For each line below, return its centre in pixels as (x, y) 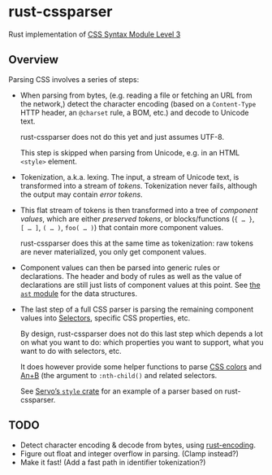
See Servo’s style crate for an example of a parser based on (121, 391)
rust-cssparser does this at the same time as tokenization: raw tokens (137, 243)
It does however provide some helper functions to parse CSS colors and (141, 366)
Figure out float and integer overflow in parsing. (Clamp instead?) (130, 453)
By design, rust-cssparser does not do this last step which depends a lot (142, 333)
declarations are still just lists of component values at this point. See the (140, 285)
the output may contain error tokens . (82, 194)
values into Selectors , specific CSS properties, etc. (105, 318)
